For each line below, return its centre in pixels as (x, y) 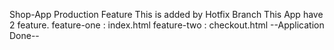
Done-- (24, 35)
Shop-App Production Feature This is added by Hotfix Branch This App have (166, 14)
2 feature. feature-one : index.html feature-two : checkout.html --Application (167, 25)
